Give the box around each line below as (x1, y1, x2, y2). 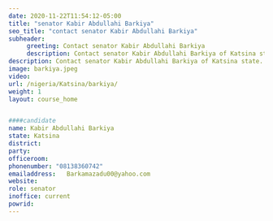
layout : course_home (8, 95, 79, 103)
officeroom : (8, 154, 49, 162)
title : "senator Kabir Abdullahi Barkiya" (8, 19, 154, 28)
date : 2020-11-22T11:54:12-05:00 (8, 11, 122, 20)
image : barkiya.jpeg (8, 65, 79, 73)
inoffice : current (8, 193, 71, 201)
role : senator (8, 184, 57, 193)
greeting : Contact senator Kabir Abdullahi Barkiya (26, 42, 206, 50)
